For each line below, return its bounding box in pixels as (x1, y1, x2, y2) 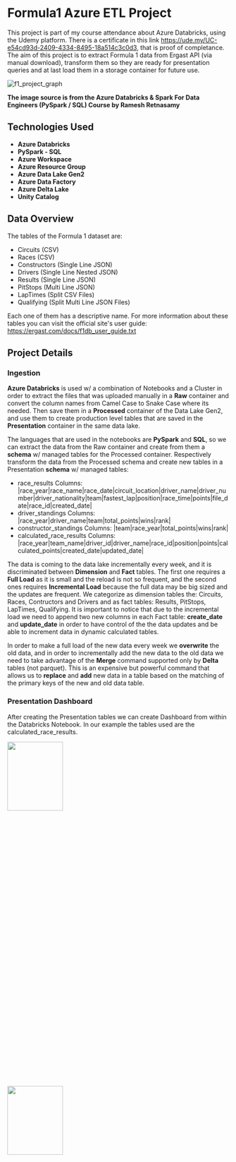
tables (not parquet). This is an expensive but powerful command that (7, 664, 210, 672)
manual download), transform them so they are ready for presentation (7, 58, 210, 66)
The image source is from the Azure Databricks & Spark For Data (7, 93, 200, 102)
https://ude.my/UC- (161, 35, 218, 44)
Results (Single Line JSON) (17, 275, 97, 284)
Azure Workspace (17, 155, 72, 163)
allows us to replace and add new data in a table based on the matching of (7, 671, 225, 680)
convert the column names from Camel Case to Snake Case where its (7, 399, 209, 407)
